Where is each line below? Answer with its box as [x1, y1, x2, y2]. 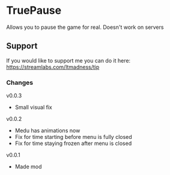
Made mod [14, 163, 42, 170]
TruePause [6, 4, 62, 17]
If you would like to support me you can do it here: [6, 57, 131, 64]
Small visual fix [14, 103, 52, 111]
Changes [6, 78, 34, 87]
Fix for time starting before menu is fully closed [14, 134, 132, 141]
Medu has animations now [14, 127, 80, 134]
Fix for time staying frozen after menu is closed [14, 140, 132, 147]
